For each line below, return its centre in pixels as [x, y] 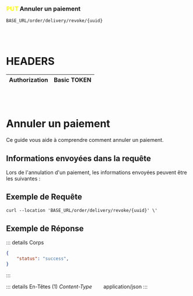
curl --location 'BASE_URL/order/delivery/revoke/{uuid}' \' [82, 210]
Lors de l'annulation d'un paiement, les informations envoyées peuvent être [97, 172]
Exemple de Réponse [45, 229]
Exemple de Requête [44, 197]
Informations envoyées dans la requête [79, 159]
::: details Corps [25, 243]
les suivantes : [23, 178]
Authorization [29, 80]
